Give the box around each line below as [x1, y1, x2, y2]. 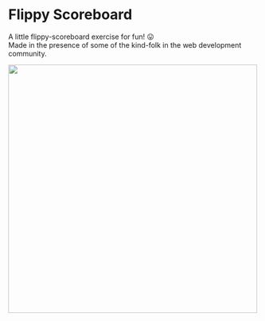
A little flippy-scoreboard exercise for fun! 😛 [8, 32, 155, 41]
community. [8, 48, 47, 58]
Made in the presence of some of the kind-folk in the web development [8, 40, 242, 49]
